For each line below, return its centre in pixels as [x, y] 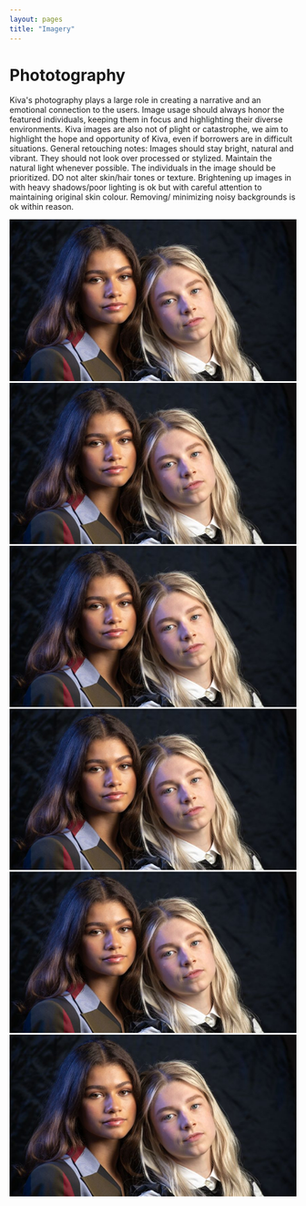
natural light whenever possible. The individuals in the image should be [143, 168]
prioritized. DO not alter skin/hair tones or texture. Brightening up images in [150, 178]
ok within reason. [42, 207]
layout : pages [36, 19]
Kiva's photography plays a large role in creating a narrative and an [135, 100]
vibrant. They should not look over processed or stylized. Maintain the [141, 159]
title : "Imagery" [42, 29]
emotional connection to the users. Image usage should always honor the [147, 110]
